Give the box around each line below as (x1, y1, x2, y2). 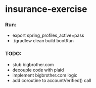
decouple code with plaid (12, 67, 64, 73)
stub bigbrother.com (12, 61, 54, 68)
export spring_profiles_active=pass (12, 32, 84, 38)
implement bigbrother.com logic (12, 72, 78, 78)
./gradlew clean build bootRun (12, 38, 74, 44)
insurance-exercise (5, 3, 88, 15)
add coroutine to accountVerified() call (12, 77, 92, 83)
